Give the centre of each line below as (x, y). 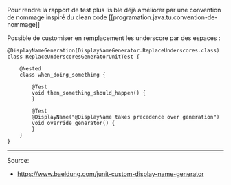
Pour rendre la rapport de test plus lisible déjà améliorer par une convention (114, 10)
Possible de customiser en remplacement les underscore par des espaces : (114, 38)
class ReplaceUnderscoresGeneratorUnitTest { (73, 57)
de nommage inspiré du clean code (57, 17)
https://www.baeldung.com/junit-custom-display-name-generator (110, 174)
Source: (18, 160)
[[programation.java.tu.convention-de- (163, 17)
